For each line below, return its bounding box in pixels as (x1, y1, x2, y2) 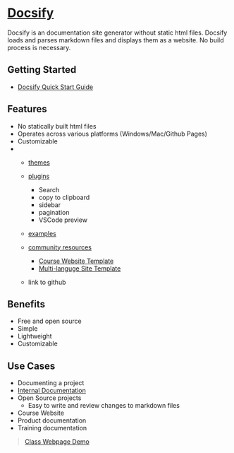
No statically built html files (17, 122, 97, 130)
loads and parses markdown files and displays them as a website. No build (7, 35, 224, 44)
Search (38, 185, 60, 194)
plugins (27, 172, 50, 180)
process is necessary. (7, 43, 71, 52)
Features (7, 103, 47, 115)
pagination (38, 208, 70, 216)
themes (27, 158, 51, 167)
